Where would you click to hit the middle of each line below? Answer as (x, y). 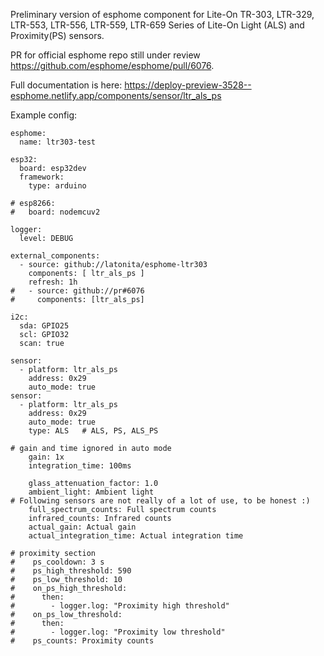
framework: (42, 177)
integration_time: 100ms (80, 466)
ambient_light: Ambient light (91, 492)
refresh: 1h (53, 282)
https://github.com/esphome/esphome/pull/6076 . (112, 65)
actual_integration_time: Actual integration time (136, 536)
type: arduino (57, 186)
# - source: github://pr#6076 (77, 291)
